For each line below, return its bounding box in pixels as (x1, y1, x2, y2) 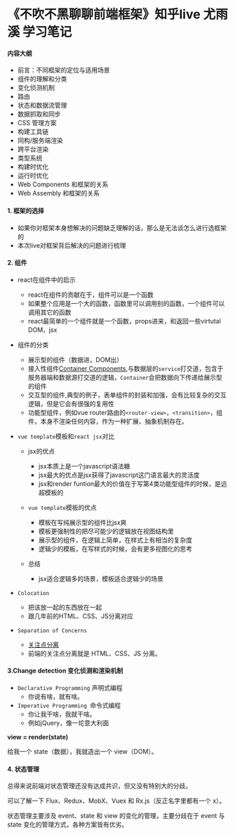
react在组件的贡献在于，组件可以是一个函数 (27, 290, 154, 299)
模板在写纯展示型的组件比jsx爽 (38, 518, 127, 526)
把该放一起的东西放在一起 (27, 603, 102, 611)
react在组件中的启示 (17, 275, 76, 283)
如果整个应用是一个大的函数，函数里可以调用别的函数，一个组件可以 (27, 299, 225, 307)
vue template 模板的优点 (27, 503, 97, 511)
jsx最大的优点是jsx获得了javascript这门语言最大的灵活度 (38, 471, 200, 479)
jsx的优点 (27, 447, 55, 455)
